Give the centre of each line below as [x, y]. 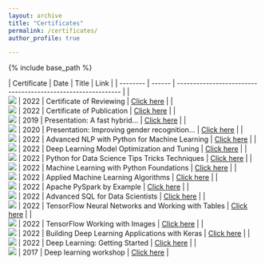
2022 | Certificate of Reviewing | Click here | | [98, 102]
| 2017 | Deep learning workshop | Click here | [93, 252]
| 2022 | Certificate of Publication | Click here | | [97, 111]
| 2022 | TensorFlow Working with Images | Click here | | [111, 224]
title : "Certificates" [46, 23]
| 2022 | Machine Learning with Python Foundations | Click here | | [127, 168]
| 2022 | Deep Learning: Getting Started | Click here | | [107, 243]
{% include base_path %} [50, 68]
